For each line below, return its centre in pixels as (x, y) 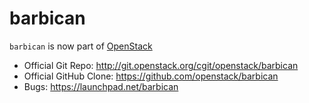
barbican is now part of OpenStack (81, 46)
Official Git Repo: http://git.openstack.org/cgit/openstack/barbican (161, 65)
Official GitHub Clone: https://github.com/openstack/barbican (151, 76)
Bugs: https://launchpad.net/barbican (101, 86)
